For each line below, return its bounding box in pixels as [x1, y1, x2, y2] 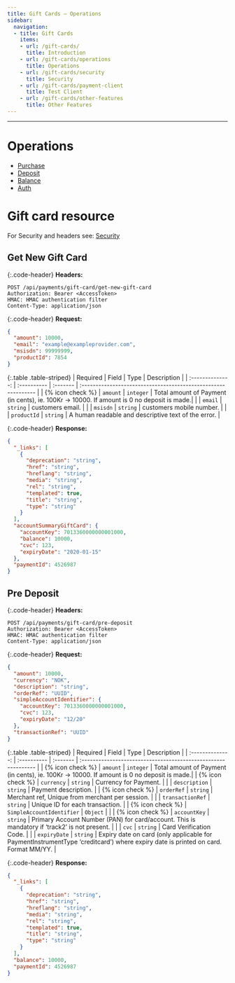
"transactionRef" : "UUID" [13, 729, 90, 736]
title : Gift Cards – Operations [7, 10, 101, 18]
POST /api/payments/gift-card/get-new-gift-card [7, 284, 152, 291]
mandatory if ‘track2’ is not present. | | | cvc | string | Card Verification [7, 823, 211, 831]
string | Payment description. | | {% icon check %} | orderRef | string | [7, 785, 213, 794]
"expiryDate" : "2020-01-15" [20, 548, 101, 556]
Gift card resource [7, 208, 115, 224]
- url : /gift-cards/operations [20, 56, 111, 63]
